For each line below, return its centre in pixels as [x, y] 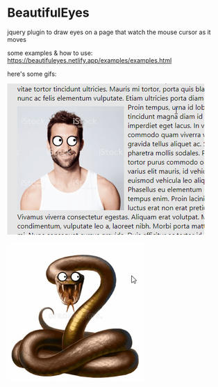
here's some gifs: [32, 74]
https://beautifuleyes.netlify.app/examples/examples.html [90, 60]
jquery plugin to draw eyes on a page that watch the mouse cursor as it [109, 32]
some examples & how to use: [50, 53]
